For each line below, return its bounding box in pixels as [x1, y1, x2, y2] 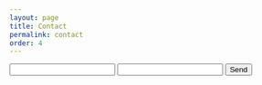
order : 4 [9, 38, 43, 48]
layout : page [9, 13, 59, 23]
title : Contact [9, 22, 68, 31]
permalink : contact [9, 30, 84, 39]
